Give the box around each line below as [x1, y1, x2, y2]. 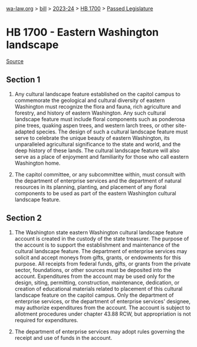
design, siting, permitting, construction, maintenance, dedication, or [14, 279, 180, 286]
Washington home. [14, 159, 61, 166]
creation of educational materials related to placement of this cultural [14, 285, 183, 292]
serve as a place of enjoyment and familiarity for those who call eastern [14, 153, 189, 160]
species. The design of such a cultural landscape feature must [36, 128, 188, 135]
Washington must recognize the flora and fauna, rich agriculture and [14, 103, 181, 110]
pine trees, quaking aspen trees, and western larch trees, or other [14, 122, 175, 129]
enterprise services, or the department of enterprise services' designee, [14, 297, 191, 305]
